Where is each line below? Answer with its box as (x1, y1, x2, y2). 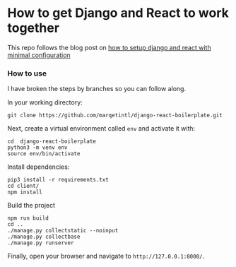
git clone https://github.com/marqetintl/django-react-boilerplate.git (7, 112, 223, 119)
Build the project (7, 201, 55, 210)
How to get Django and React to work (7, 5, 230, 21)
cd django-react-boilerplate (7, 138, 97, 146)
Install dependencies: (7, 162, 70, 171)
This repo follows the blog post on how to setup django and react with (7, 43, 211, 52)
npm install (7, 189, 42, 196)
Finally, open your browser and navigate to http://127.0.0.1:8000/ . (7, 252, 205, 261)
